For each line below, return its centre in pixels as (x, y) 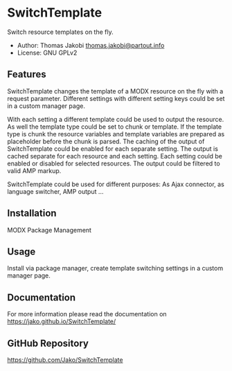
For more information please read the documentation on (87, 314)
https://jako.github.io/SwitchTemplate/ (62, 322)
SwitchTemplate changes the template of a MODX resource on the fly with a (115, 91)
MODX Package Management (50, 230)
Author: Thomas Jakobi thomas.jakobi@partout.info (91, 45)
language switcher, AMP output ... (55, 191)
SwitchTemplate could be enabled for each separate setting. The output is (113, 148)
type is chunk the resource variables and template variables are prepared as (116, 134)
